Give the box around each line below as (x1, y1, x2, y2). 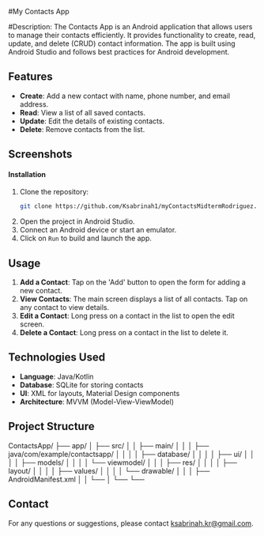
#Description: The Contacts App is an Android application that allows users (8, 22, 253, 31)
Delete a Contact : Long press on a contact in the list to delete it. (19, 328, 229, 338)
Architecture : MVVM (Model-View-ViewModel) (19, 397, 175, 406)
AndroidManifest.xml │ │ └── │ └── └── (8, 474, 145, 484)
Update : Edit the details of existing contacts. (19, 116, 164, 126)
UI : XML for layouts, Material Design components (19, 388, 180, 398)
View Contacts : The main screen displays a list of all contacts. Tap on (19, 294, 248, 304)
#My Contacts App (8, 7, 70, 16)
